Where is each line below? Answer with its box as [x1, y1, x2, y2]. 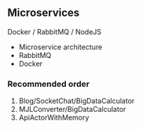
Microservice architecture [18, 42, 103, 52]
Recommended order [7, 78, 90, 89]
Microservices [7, 6, 80, 20]
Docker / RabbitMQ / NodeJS [7, 27, 102, 36]
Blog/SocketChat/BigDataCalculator [18, 96, 135, 106]
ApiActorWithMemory [18, 113, 90, 122]
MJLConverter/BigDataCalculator [18, 105, 126, 114]
